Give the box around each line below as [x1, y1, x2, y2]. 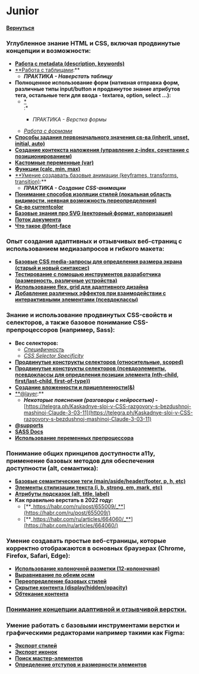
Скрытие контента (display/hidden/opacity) [14, 584, 128, 591]
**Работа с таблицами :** [14, 67, 80, 74]
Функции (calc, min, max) [14, 166, 81, 173]
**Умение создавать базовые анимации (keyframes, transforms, [14, 171, 179, 179]
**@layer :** [14, 390, 45, 397]
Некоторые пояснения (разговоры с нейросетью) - [23, 396, 158, 403]
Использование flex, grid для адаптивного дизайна [14, 283, 149, 291]
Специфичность [23, 345, 64, 352]
